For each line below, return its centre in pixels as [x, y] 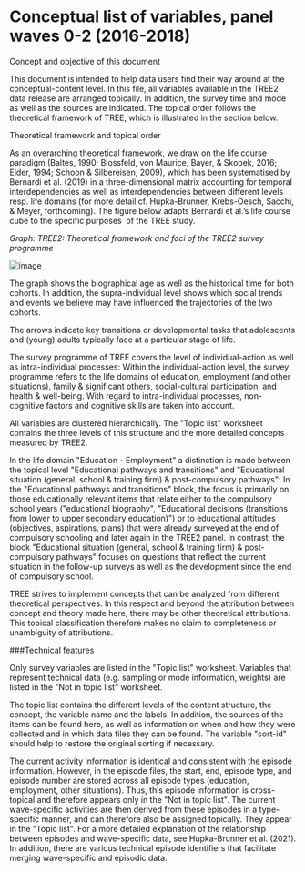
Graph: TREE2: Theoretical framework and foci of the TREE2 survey [137, 238]
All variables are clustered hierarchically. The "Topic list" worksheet [136, 423]
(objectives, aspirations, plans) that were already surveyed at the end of [144, 527]
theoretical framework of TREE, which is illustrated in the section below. [144, 117]
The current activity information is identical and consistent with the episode [151, 761]
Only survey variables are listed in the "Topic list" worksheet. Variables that [150, 667]
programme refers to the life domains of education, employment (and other [150, 376]
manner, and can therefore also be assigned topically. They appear [167, 819]
